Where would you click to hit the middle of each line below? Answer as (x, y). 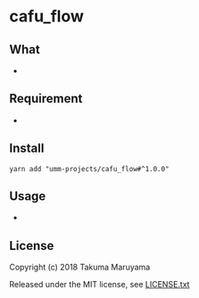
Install (27, 149)
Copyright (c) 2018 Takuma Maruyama (80, 267)
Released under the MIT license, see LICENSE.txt (99, 285)
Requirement (46, 99)
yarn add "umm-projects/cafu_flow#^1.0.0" (89, 169)
